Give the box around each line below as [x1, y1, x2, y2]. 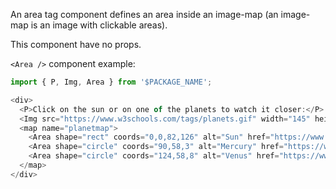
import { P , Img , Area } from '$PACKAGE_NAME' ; [10, 77, 213, 87]
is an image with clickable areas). [30, 19, 168, 31]
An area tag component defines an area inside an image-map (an [10, 9, 279, 20]
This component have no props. [10, 39, 142, 50]
